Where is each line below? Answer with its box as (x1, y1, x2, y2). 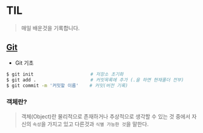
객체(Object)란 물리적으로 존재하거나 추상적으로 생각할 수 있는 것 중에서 (21, 112, 191, 120)
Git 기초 (15, 59, 34, 66)
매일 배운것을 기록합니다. (21, 24, 80, 31)
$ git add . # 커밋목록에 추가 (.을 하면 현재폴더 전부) (6, 77, 184, 83)
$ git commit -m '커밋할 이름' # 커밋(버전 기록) (6, 82, 128, 88)
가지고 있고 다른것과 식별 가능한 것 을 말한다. (47, 120, 149, 128)
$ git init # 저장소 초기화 (6, 71, 124, 77)
